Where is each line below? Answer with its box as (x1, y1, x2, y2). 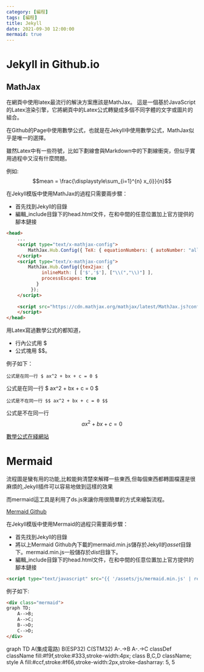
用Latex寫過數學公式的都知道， (6, 327, 84, 334)
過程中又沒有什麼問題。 (11, 155, 70, 162)
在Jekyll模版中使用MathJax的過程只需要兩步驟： (6, 190, 128, 197)
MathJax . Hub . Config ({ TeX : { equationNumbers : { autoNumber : (28, 247, 186, 253)
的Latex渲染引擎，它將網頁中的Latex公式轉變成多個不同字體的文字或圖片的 (6, 106, 193, 114)
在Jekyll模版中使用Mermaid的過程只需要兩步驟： (6, 520, 129, 528)
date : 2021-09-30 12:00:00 (6, 25, 75, 32)
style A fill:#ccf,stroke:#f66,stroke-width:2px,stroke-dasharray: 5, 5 (6, 658, 175, 665)
